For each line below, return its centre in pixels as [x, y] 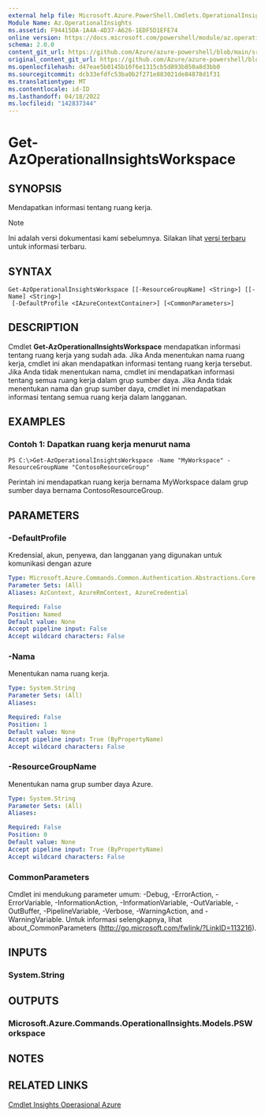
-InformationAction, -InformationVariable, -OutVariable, [144, 903]
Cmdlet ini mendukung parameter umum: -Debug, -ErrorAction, [111, 894]
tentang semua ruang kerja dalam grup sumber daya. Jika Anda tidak [120, 380]
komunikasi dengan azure [50, 564]
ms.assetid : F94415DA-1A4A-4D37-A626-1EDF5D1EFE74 [93, 30]
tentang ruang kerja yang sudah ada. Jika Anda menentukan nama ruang [127, 355]
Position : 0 [28, 835]
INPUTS [28, 953]
